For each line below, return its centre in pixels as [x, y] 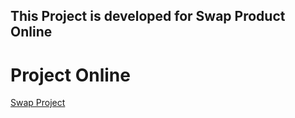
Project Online [70, 75]
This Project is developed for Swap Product [148, 16]
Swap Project [38, 103]
